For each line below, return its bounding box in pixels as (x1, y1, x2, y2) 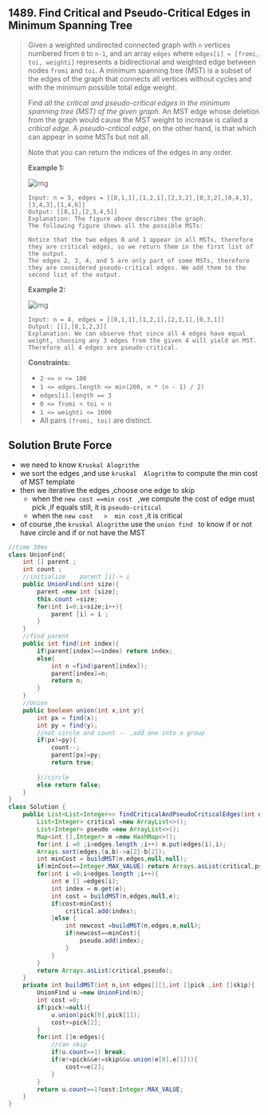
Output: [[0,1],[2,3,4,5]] (27, 208, 118, 216)
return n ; (50, 677, 84, 685)
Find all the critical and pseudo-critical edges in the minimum (27, 97, 231, 107)
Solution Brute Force (8, 438, 112, 452)
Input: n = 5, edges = (27, 193, 104, 202)
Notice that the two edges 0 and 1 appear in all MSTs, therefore (27, 236, 254, 244)
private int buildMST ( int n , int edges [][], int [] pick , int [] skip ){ (22, 982, 255, 990)
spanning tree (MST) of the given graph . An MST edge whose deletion (27, 106, 260, 116)
